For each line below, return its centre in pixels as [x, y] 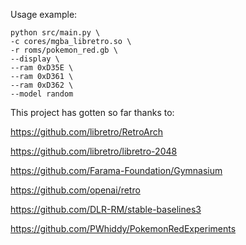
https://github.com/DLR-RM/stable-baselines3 [106, 209]
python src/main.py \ [55, 33]
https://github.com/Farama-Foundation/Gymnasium [116, 170]
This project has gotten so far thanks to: [92, 112]
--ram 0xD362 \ [42, 85]
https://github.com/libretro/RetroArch [87, 132]
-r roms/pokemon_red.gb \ [64, 50]
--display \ [35, 59]
